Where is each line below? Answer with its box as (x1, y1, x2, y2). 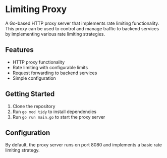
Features (5, 45, 34, 54)
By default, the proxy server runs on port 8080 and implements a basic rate (5, 142, 162, 148)
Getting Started (5, 90, 55, 98)
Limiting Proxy (5, 4, 67, 15)
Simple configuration (12, 75, 57, 81)
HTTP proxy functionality (12, 59, 65, 65)
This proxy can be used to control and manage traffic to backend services (5, 25, 159, 31)
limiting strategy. (5, 147, 40, 153)
